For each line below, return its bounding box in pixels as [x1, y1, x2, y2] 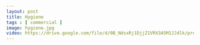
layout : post [6, 8, 39, 15]
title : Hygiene [6, 14, 44, 20]
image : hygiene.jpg [6, 25, 55, 31]
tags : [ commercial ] [6, 19, 62, 25]
